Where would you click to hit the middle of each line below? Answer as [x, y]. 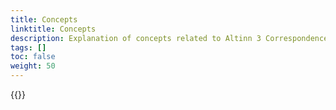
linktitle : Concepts [53, 29]
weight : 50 [33, 66]
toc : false [33, 57]
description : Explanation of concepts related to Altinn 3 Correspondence [169, 38]
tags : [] [28, 47]
